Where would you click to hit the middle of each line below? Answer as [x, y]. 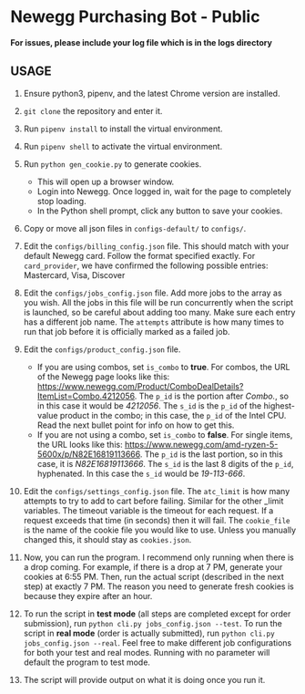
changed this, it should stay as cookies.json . [107, 539]
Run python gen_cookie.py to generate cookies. [112, 164]
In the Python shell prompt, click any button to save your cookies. [160, 211]
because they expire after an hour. [88, 596]
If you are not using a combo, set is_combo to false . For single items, [165, 434]
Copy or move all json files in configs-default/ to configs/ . [135, 228]
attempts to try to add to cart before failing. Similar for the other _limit [153, 501]
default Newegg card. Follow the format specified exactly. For [139, 255]
